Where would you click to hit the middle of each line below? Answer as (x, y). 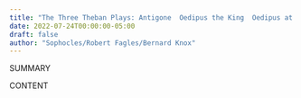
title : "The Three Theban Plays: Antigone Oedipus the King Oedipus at (151, 18)
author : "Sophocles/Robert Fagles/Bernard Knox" (103, 43)
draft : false (34, 34)
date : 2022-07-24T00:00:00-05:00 (72, 26)
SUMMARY (30, 68)
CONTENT (29, 85)
